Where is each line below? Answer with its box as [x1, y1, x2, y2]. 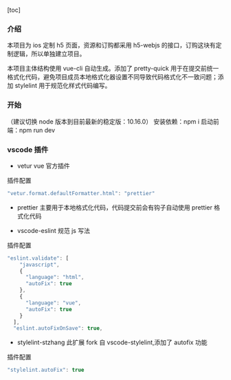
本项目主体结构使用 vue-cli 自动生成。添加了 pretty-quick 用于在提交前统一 [7, 65, 219, 73]
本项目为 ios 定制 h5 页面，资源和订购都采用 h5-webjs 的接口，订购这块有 [7, 41, 217, 49]
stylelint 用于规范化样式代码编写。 [14, 82, 111, 90]
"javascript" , [19, 261, 60, 268]
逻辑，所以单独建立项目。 [12, 49, 86, 58]
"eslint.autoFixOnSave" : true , [13, 325, 103, 332]
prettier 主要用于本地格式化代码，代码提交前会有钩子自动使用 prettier [16, 203, 213, 212]
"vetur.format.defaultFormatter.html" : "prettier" [7, 190, 155, 197]
